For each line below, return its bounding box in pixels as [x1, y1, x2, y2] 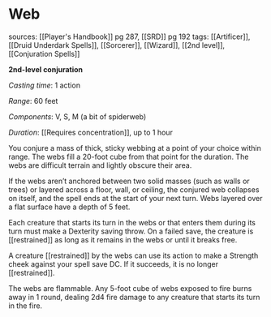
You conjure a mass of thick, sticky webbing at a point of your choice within [8, 143, 261, 152]
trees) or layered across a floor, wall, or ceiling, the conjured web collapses [8, 184, 260, 195]
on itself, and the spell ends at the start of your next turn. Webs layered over [8, 193, 263, 203]
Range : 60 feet [8, 96, 58, 105]
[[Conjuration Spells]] [8, 49, 80, 58]
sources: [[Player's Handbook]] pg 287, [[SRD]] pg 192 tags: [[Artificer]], [8, 32, 251, 41]
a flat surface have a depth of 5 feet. [8, 202, 131, 212]
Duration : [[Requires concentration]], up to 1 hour [8, 127, 173, 137]
